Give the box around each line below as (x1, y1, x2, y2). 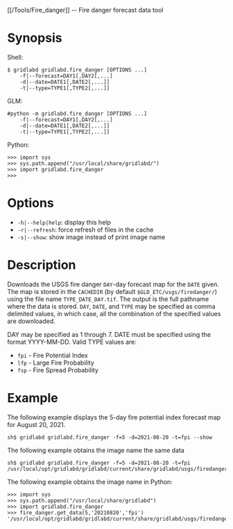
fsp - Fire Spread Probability (17, 365, 99, 374)
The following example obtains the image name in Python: (7, 478, 173, 486)
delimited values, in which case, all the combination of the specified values (7, 309, 221, 318)
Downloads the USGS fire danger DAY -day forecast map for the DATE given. (7, 280, 220, 288)
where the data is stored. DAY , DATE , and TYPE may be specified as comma (7, 302, 216, 311)
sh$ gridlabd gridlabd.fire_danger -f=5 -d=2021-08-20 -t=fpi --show (7, 433, 213, 441)
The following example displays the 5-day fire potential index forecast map (7, 413, 221, 422)
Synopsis (7, 31, 62, 46)
